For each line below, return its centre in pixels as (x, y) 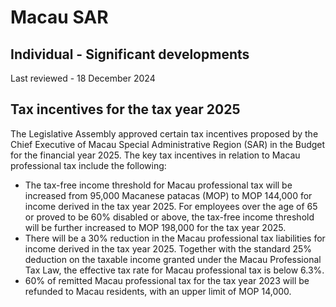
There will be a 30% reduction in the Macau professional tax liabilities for (175, 238)
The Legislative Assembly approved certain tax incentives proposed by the (164, 133)
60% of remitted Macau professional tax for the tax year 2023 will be (167, 280)
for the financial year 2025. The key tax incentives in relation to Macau (155, 155)
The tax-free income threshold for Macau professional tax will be (158, 185)
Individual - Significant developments (130, 54)
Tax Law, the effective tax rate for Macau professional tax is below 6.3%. (174, 270)
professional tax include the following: (88, 165)
